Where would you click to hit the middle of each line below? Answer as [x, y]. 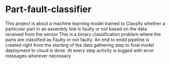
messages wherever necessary [38, 56]
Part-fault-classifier [48, 9]
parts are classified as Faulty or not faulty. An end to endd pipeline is [77, 40]
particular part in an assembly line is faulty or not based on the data [76, 28]
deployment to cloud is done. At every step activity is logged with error [80, 50]
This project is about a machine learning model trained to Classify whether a [85, 23]
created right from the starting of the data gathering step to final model [80, 45]
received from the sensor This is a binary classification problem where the [83, 34]
